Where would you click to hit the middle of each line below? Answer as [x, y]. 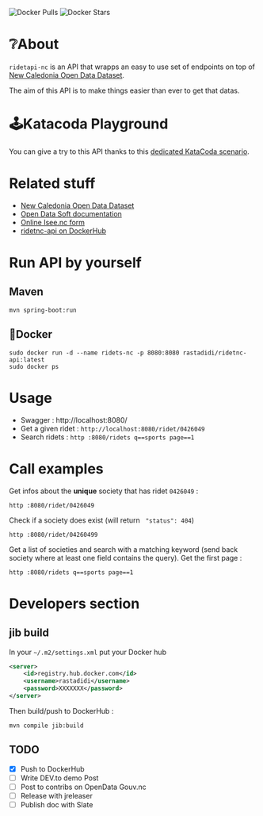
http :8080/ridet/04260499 [53, 534]
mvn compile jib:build [46, 726]
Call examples [56, 469]
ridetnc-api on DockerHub [63, 231]
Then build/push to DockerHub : [61, 711]
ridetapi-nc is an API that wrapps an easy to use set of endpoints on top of [132, 67]
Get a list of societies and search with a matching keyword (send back [124, 549]
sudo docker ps [34, 366]
